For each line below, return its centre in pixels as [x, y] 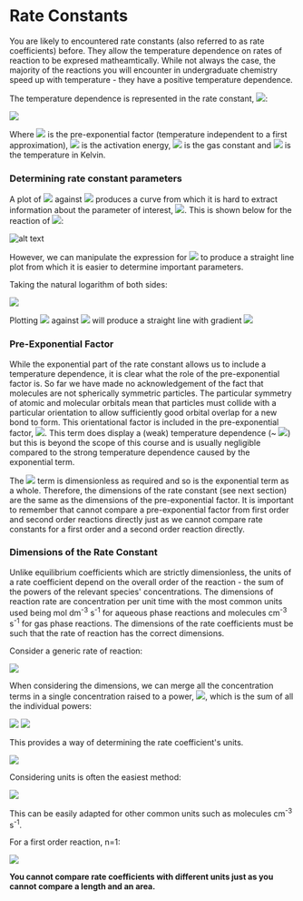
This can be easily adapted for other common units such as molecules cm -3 [151, 813]
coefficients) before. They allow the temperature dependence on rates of [146, 50]
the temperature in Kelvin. [58, 155]
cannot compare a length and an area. [83, 886]
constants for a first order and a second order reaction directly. [127, 529]
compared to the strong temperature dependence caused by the [130, 452]
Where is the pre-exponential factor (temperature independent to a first [148, 134]
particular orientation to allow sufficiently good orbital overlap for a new [143, 412]
